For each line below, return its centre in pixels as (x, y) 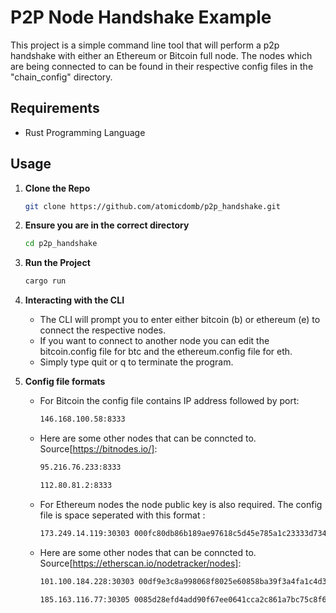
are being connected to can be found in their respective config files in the (162, 66)
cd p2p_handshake (61, 244)
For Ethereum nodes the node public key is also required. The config (181, 504)
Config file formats (65, 382)
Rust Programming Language (85, 132)
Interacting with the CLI (74, 300)
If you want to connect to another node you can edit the (154, 341)
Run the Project (57, 263)
